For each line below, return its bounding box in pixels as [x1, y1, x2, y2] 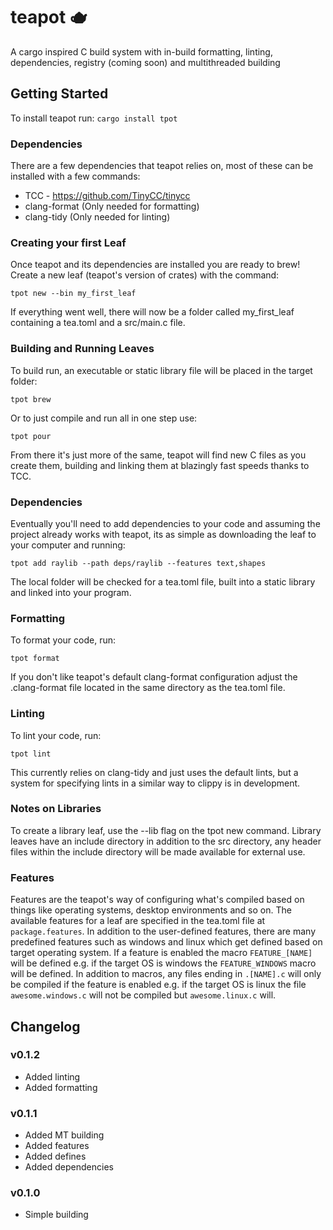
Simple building [24, 1209, 89, 1221]
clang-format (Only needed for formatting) [24, 200, 200, 213]
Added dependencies [24, 1161, 114, 1173]
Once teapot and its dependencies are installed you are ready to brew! [10, 259, 301, 271]
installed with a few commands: [10, 170, 141, 183]
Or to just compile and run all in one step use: [10, 412, 198, 424]
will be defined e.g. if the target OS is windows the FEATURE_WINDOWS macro [10, 957, 317, 969]
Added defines [24, 1150, 87, 1163]
